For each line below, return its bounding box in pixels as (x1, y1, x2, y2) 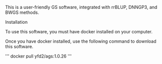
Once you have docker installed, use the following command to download (5, 38, 156, 44)
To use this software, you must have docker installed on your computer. (5, 29, 153, 34)
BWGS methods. (5, 9, 39, 15)
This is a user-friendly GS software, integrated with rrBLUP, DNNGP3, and (5, 4, 157, 10)
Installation (5, 19, 28, 25)
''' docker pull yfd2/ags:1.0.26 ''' (5, 53, 72, 59)
